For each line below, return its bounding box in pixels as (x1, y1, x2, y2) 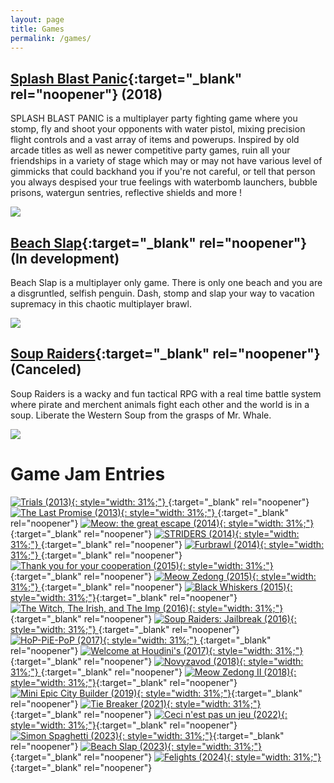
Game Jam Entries (10, 463, 166, 485)
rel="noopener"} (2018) (10, 86, 163, 103)
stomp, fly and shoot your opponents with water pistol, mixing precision (10, 123, 306, 135)
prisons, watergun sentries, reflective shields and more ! (10, 187, 243, 199)
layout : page (10, 14, 65, 25)
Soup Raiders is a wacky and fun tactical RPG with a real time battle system (10, 387, 322, 400)
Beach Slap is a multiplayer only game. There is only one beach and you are (10, 277, 323, 288)
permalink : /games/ (10, 33, 92, 43)
